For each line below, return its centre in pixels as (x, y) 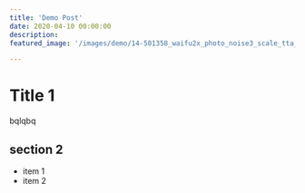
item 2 (34, 181)
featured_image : (40, 43)
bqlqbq (23, 121)
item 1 (34, 171)
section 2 (36, 149)
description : (34, 34)
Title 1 (32, 96)
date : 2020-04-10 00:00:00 (60, 26)
